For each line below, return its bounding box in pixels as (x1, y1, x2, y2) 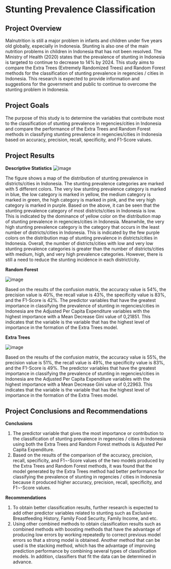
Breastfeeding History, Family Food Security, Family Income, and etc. (12, 515, 158, 521)
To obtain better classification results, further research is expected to (12, 505, 159, 511)
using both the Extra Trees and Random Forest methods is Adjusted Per (12, 441, 163, 447)
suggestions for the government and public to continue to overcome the (5, 81, 157, 87)
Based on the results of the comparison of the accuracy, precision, (12, 452, 153, 458)
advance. (12, 559, 33, 565)
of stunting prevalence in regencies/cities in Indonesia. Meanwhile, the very (5, 218, 164, 225)
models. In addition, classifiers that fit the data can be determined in (12, 554, 156, 560)
